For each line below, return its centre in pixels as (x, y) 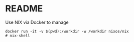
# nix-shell (18, 36)
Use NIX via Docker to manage (37, 22)
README (24, 9)
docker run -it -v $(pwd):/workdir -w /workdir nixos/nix (67, 31)
